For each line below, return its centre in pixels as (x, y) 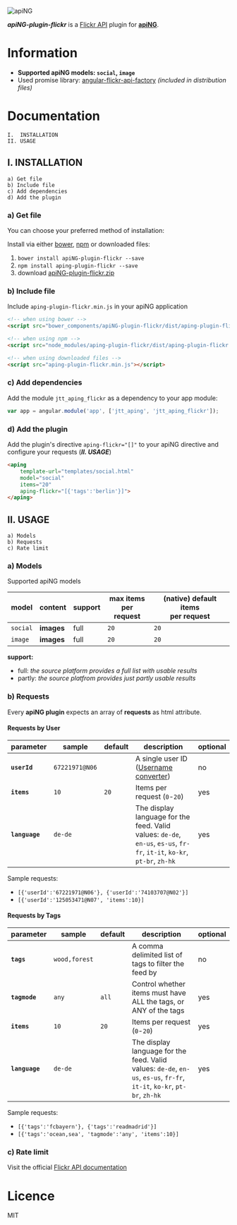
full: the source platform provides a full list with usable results (107, 671)
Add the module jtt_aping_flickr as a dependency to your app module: (113, 398)
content (53, 608)
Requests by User (34, 728)
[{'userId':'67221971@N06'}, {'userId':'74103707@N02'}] (103, 893)
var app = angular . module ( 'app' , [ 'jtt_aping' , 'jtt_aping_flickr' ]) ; (113, 411)
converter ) (153, 776)
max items (127, 598)
